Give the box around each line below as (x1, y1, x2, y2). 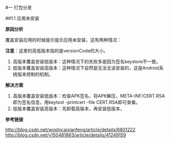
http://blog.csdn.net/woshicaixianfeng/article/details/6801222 (5, 127, 136, 132)
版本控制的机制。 (17, 71, 54, 77)
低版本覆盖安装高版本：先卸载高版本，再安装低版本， (12, 106, 125, 111)
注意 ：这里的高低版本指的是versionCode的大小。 (5, 48, 108, 53)
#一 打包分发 (5, 5, 32, 10)
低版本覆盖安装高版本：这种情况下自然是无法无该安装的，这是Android (12, 65, 159, 71)
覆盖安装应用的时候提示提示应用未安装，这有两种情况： (5, 37, 122, 43)
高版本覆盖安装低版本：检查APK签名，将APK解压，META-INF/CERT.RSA (12, 93, 165, 99)
